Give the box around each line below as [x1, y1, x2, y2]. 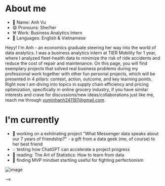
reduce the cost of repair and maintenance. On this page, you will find [5, 60, 147, 66]
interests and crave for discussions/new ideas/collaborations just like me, [5, 92, 155, 98]
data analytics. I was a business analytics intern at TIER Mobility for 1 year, [5, 50, 157, 56]
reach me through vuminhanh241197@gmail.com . [5, 97, 106, 103]
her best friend [12, 141, 43, 147]
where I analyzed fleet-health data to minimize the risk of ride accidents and [5, 55, 161, 61]
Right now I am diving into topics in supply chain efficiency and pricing [5, 81, 149, 87]
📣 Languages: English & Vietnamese [12, 35, 86, 41]
